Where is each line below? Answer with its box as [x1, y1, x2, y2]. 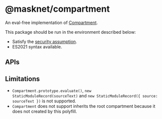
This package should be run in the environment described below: [5, 29, 136, 35]
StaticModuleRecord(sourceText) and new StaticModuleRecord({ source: [12, 93, 158, 99]
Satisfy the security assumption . [12, 38, 77, 45]
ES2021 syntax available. [12, 44, 62, 49]
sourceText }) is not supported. [12, 98, 77, 104]
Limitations [5, 74, 40, 83]
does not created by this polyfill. [12, 109, 77, 115]
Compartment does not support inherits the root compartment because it [12, 103, 156, 109]
